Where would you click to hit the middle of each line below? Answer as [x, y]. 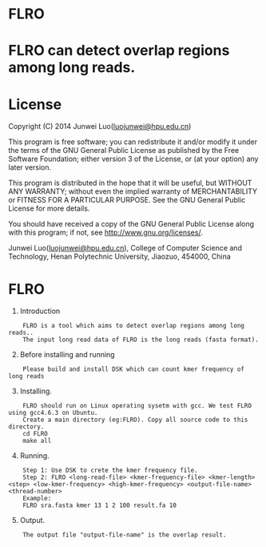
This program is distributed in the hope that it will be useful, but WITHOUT [130, 183]
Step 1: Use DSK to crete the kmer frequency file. [110, 471]
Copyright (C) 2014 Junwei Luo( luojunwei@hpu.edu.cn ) [100, 127]
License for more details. [49, 208]
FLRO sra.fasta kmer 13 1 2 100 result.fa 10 [100, 505]
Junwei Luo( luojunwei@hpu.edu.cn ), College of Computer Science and [125, 248]
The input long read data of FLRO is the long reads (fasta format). [141, 340]
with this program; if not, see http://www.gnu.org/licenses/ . [106, 232]
